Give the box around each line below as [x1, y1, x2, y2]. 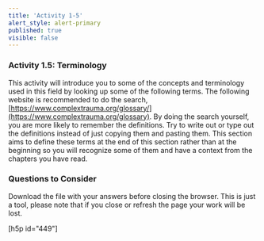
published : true [8, 26, 62, 34]
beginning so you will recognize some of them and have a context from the [8, 145, 253, 155]
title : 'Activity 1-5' [8, 11, 83, 20]
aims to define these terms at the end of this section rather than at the [8, 136, 237, 147]
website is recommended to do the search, [8, 94, 148, 104]
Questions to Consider [8, 174, 97, 185]
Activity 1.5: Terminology [8, 60, 107, 71]
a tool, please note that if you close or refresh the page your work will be [8, 200, 246, 209]
